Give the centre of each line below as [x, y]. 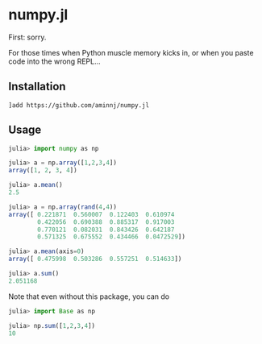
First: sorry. [27, 37]
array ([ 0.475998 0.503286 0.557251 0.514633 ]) [95, 259]
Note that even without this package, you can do [89, 296]
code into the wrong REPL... [54, 61]
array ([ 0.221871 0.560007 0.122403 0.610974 [91, 214]
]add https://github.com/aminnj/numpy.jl [79, 105]
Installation [37, 87]
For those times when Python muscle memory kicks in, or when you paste [131, 52]
